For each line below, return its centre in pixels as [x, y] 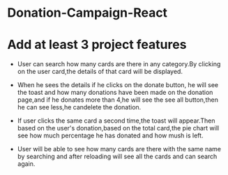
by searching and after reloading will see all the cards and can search [117, 157]
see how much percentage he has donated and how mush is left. [110, 136]
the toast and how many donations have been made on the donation [115, 93]
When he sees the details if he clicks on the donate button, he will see [118, 85]
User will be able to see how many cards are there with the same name [119, 149]
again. [26, 164]
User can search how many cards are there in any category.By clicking [119, 64]
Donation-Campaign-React [88, 13]
